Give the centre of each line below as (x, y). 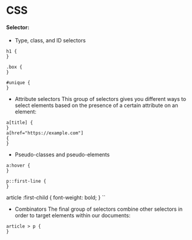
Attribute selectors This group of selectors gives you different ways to (100, 99)
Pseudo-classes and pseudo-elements (62, 155)
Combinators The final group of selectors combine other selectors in (99, 209)
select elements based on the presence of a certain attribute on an (96, 106)
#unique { (18, 83)
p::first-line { (26, 181)
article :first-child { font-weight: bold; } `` (56, 198)
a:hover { (18, 166)
